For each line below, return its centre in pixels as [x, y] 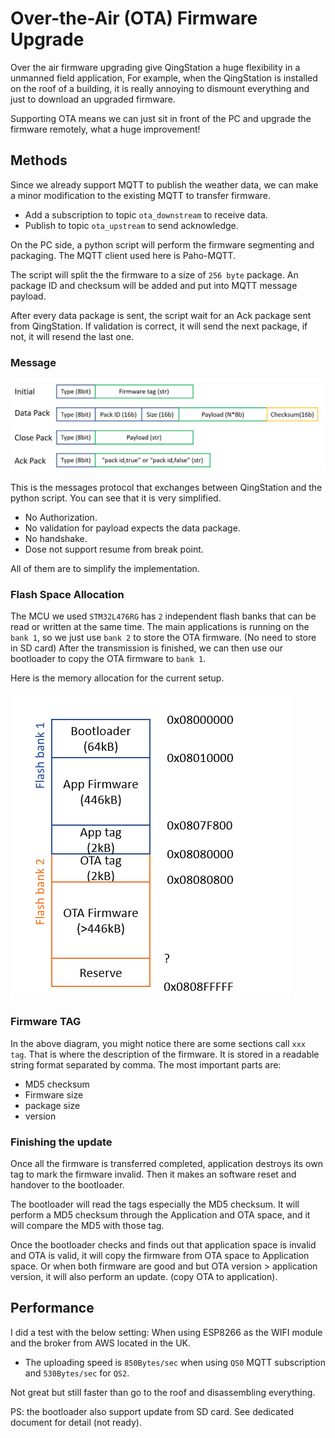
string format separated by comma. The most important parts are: [146, 1064]
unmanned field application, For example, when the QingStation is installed [164, 78]
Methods [39, 160]
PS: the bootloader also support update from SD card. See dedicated [152, 1411]
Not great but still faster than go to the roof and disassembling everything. [163, 1392]
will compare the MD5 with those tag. [87, 1226]
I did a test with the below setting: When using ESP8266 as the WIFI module [166, 1332]
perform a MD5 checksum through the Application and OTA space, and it [160, 1215]
